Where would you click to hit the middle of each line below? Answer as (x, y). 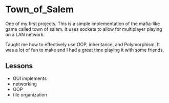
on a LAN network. (25, 34)
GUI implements (30, 78)
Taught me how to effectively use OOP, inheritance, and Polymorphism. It (83, 44)
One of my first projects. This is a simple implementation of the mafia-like (83, 24)
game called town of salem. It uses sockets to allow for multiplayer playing (84, 29)
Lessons (19, 66)
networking (25, 84)
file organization (30, 95)
